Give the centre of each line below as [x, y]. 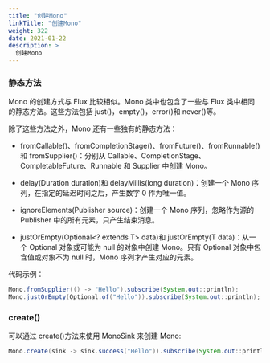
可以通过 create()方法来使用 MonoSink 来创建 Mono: [95, 336]
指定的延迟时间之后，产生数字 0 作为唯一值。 [116, 193]
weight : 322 [28, 31]
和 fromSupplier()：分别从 [63, 156]
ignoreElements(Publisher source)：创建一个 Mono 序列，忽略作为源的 [137, 210]
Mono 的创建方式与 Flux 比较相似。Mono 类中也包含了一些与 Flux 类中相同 [132, 102]
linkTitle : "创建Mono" [45, 23]
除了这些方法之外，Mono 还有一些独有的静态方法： [93, 128]
